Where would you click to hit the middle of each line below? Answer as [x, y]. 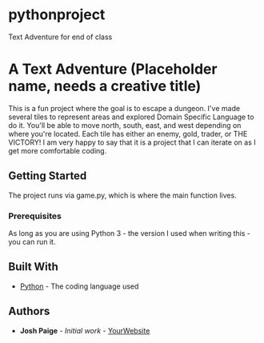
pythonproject [57, 15]
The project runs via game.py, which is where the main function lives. [123, 195]
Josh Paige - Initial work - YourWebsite [85, 330]
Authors [29, 311]
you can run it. [32, 241]
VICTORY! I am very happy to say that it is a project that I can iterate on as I [132, 142]
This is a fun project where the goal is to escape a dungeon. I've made [124, 108]
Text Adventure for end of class [60, 37]
